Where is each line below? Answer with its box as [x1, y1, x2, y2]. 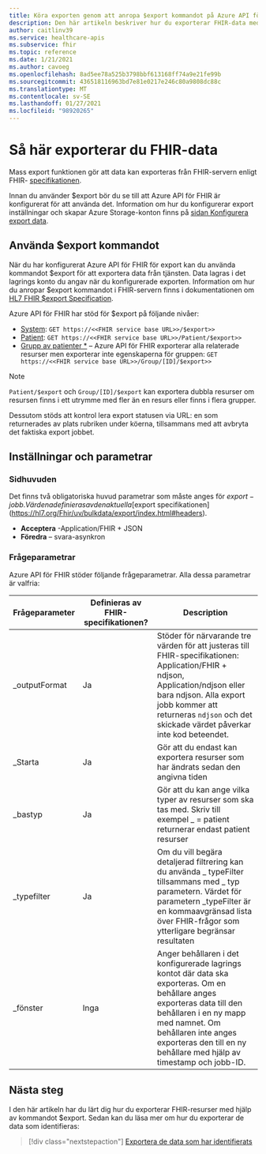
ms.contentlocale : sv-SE [9, 92, 91, 100]
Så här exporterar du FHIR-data [9, 141, 219, 159]
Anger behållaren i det [157, 948, 239, 959]
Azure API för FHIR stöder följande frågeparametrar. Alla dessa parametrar [9, 569, 251, 579]
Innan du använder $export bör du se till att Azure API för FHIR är [9, 190, 221, 200]
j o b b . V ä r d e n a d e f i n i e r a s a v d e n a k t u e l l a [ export [9, 500, 156, 509]
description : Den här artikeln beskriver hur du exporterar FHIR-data [9, 19, 246, 27]
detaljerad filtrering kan [157, 856, 244, 867]
